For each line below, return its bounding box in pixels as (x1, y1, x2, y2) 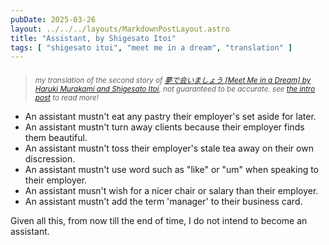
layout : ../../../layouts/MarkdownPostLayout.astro (10, 24, 230, 34)
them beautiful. (24, 131, 88, 143)
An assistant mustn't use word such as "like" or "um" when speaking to (24, 163, 320, 175)
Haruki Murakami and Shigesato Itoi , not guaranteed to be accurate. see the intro (34, 84, 316, 94)
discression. (24, 152, 76, 165)
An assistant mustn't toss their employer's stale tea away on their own (24, 142, 314, 154)
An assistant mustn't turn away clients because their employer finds (24, 121, 305, 133)
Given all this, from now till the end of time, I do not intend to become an (10, 214, 308, 226)
